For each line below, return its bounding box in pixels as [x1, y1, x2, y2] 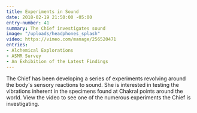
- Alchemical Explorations [6, 48, 74, 54]
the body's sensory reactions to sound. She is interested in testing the [6, 81, 180, 88]
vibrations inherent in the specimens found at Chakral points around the [6, 87, 184, 95]
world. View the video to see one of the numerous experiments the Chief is [6, 93, 191, 101]
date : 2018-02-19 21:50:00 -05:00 [6, 14, 93, 20]
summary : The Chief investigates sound [6, 25, 106, 32]
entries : [6, 42, 28, 48]
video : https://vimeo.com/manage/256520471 [6, 36, 117, 42]
